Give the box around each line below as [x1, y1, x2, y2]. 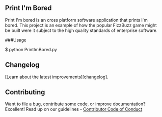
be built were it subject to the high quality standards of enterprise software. [5, 27, 158, 33]
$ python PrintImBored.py [5, 46, 57, 52]
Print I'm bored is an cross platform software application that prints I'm [5, 17, 148, 23]
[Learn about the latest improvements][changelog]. [5, 74, 108, 80]
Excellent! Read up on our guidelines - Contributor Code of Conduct [5, 106, 142, 112]
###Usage [5, 37, 27, 43]
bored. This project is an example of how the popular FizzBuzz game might [5, 22, 157, 28]
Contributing [5, 88, 45, 96]
